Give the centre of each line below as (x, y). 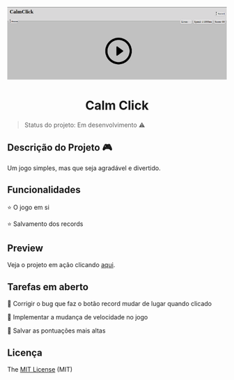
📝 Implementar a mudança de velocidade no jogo (78, 317)
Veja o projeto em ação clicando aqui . (61, 265)
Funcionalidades (44, 190)
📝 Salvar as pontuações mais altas (56, 330)
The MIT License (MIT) (40, 370)
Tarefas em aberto (48, 287)
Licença (25, 352)
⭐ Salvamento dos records (45, 224)
